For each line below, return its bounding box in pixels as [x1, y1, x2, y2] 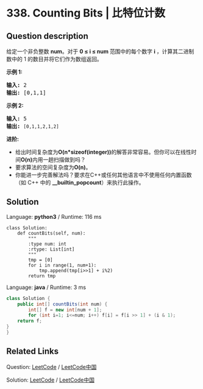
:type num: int [28, 241, 67, 247]
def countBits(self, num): [17, 230, 86, 236]
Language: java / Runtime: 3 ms [6, 284, 87, 291]
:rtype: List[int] [28, 246, 75, 252]
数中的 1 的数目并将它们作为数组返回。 [6, 55, 102, 62]
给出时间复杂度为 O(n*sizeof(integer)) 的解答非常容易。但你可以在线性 [15, 148, 192, 155]
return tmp [28, 273, 56, 279]
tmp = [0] [28, 257, 53, 263]
